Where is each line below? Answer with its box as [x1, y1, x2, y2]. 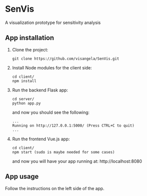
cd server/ [12, 96, 35, 101]
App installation [5, 34, 55, 42]
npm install [12, 78, 37, 84]
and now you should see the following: [12, 109, 90, 115]
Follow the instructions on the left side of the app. [5, 185, 105, 191]
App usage [5, 173, 39, 181]
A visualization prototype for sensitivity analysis [5, 20, 101, 25]
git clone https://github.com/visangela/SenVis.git [12, 56, 119, 61]
